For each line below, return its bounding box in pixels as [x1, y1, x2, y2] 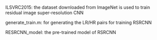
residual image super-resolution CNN [5, 10, 84, 16]
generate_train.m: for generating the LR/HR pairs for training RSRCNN [5, 20, 152, 25]
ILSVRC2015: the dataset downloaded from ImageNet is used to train [5, 5, 150, 10]
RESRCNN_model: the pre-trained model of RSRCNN [5, 29, 117, 35]
